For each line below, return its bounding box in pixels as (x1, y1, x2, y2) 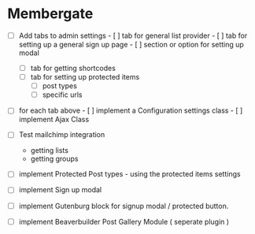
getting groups (30, 154, 79, 164)
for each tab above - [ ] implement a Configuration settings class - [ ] (18, 106, 243, 115)
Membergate (7, 5, 94, 23)
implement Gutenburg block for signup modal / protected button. (18, 201, 229, 210)
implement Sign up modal (18, 185, 102, 195)
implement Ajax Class (18, 115, 90, 124)
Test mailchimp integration (18, 130, 105, 139)
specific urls (42, 90, 83, 99)
